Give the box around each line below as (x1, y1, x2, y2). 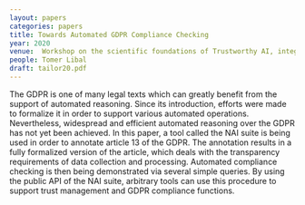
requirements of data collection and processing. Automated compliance (9, 156, 278, 167)
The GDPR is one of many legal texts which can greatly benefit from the (9, 88, 278, 100)
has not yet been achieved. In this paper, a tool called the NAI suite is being (9, 127, 290, 138)
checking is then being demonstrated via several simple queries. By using (9, 165, 285, 177)
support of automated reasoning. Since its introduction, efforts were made (9, 98, 288, 109)
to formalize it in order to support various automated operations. (9, 108, 250, 119)
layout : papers (9, 13, 67, 23)
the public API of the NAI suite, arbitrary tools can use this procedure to (9, 175, 277, 186)
